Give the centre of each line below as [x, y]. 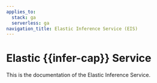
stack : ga [24, 17]
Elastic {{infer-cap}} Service [79, 58]
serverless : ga [31, 23]
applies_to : [21, 12]
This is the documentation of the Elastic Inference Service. [78, 75]
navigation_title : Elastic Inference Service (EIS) [72, 29]
